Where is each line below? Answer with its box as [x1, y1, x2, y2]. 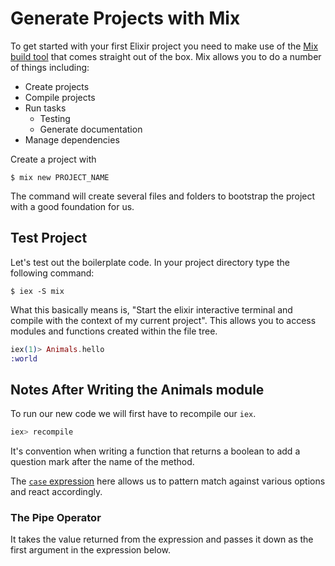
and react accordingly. [10, 486, 103, 498]
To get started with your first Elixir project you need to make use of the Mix [10, 40, 319, 52]
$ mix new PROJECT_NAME [10, 172, 110, 182]
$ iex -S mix [10, 286, 65, 296]
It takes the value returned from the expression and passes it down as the [10, 533, 314, 546]
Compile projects [24, 91, 96, 103]
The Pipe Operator [10, 511, 102, 525]
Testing [39, 112, 71, 124]
